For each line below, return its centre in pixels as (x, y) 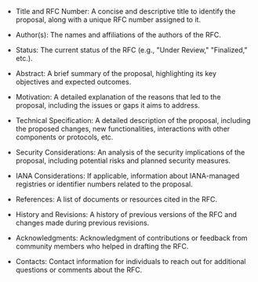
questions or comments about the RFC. (79, 270)
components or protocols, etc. (64, 137)
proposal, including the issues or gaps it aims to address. (107, 105)
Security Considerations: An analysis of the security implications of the (130, 152)
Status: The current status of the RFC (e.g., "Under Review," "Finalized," (131, 50)
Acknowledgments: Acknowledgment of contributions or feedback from (132, 238)
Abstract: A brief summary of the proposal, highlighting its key (116, 73)
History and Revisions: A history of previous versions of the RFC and (126, 214)
